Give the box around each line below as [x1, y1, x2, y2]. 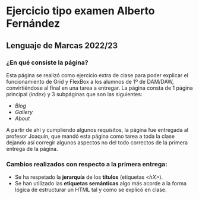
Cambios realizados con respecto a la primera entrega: [6, 160, 168, 168]
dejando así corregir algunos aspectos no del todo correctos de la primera [6, 138, 188, 146]
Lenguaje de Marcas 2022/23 [6, 40, 118, 50]
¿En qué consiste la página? [6, 58, 89, 67]
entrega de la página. [6, 145, 58, 152]
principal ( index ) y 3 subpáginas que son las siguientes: [6, 90, 143, 97]
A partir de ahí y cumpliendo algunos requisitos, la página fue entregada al [6, 126, 189, 133]
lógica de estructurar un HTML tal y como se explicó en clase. [14, 186, 167, 194]
